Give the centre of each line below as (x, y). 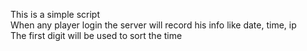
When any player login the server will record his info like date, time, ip (153, 25)
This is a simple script (55, 14)
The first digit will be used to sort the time (96, 35)
